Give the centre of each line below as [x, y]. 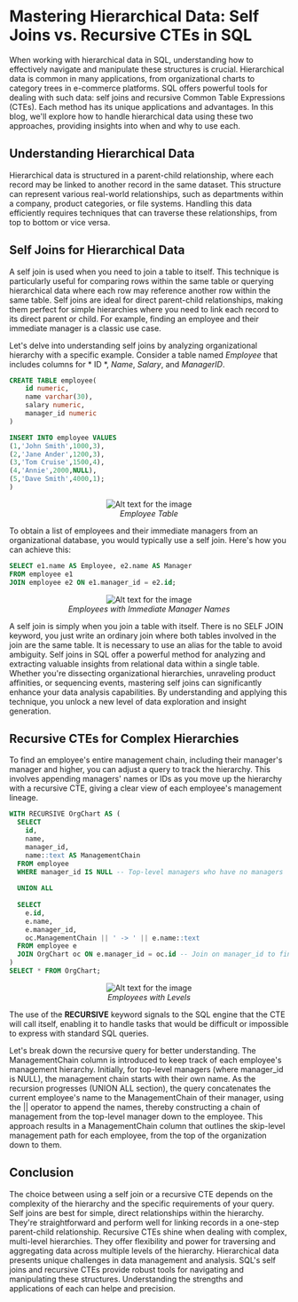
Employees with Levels [149, 997]
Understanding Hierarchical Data [102, 154]
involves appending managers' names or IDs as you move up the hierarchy [145, 779]
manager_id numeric [61, 414]
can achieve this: [40, 549]
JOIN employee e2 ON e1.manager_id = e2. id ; [93, 582]
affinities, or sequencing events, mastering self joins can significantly [136, 683]
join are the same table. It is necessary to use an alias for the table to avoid [146, 644]
